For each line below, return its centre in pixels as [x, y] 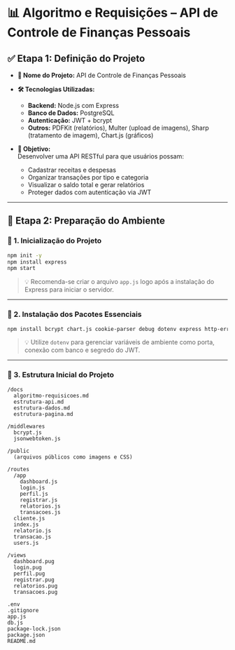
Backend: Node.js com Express [73, 106]
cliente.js [29, 518]
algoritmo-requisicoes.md [51, 395]
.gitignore [23, 610]
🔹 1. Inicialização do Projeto [55, 241]
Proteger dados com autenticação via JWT [90, 192]
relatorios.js [40, 506]
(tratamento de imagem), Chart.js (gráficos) [91, 135]
